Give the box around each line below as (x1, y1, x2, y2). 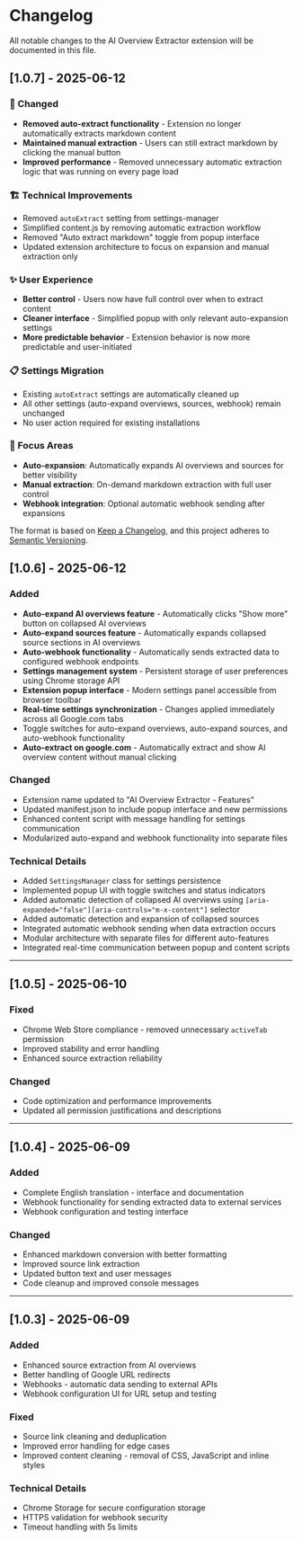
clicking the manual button (22, 147, 121, 157)
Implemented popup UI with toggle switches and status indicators (22, 885, 266, 895)
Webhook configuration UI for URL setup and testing (22, 1388, 218, 1399)
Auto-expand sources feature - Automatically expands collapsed (22, 627, 267, 638)
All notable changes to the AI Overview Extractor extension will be (9, 35, 254, 46)
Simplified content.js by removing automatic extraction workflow (22, 222, 262, 233)
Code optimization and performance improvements (22, 1096, 212, 1107)
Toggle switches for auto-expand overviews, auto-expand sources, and (22, 723, 288, 734)
